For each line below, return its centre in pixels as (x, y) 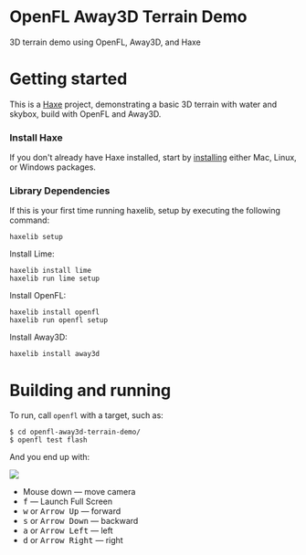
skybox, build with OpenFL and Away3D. (85, 114)
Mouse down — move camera (79, 492)
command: (30, 220)
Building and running (90, 390)
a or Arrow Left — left (68, 530)
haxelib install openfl (55, 312)
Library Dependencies (60, 191)
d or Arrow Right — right (73, 540)
